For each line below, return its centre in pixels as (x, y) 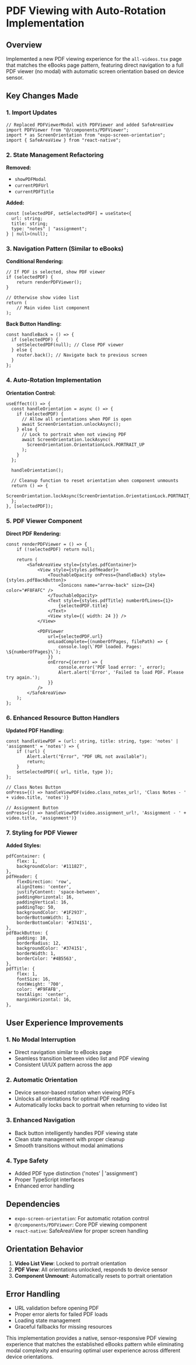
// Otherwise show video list (43, 298)
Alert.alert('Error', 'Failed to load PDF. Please (121, 672)
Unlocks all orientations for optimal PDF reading (72, 1099)
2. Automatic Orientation (42, 1080)
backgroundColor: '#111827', (52, 867)
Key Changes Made (42, 96)
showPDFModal (30, 179)
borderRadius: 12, (39, 943)
